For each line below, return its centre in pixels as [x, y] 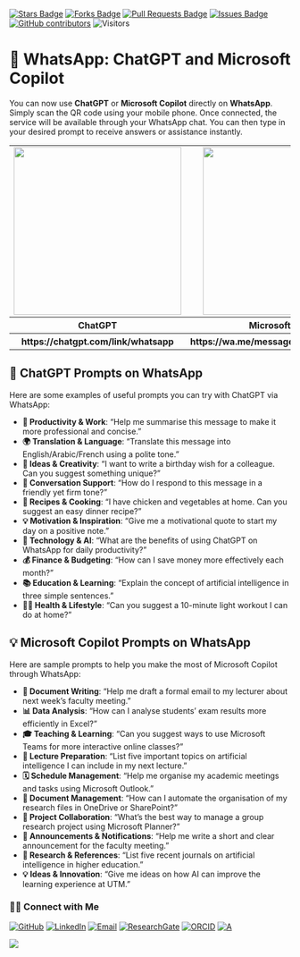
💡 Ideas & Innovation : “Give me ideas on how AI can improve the [142, 874]
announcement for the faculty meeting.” [96, 845]
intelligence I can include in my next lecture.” [104, 766]
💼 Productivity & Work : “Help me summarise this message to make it [149, 421]
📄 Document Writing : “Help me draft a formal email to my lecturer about [155, 691]
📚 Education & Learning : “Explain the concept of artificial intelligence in [155, 582]
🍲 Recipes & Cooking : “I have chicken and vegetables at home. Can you [154, 502]
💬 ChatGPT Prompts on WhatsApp [106, 373]
